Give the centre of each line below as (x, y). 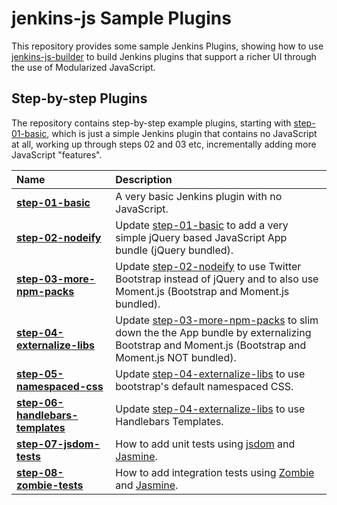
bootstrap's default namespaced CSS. (204, 386)
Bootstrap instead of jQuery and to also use (217, 279)
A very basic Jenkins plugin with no (199, 196)
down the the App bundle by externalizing (213, 332)
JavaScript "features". (57, 154)
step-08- (40, 472)
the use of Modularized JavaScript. (83, 67)
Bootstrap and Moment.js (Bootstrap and (211, 345)
